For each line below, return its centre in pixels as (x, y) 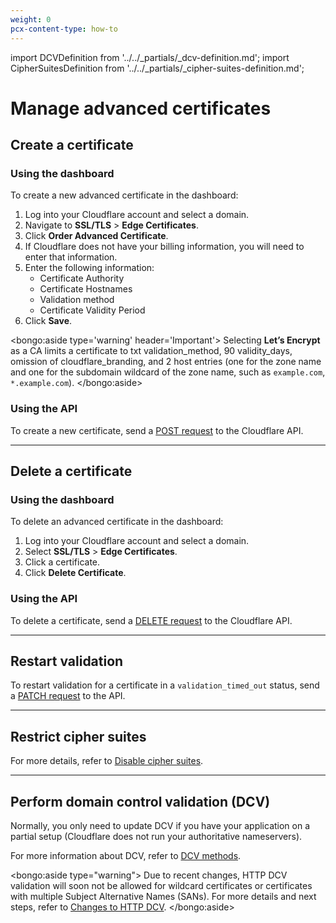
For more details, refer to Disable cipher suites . (107, 761)
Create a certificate (72, 145)
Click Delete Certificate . (75, 573)
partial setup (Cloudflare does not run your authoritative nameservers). (156, 837)
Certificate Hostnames (86, 289)
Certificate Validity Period (92, 310)
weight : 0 (31, 19)
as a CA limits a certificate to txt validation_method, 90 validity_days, (151, 351)
